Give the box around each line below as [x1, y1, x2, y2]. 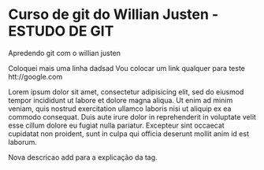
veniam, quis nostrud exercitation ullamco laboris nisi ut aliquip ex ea [8, 104, 232, 113]
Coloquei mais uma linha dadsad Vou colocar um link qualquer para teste [8, 63, 246, 72]
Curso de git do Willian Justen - [8, 6, 219, 24]
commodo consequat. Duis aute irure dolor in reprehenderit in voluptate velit [8, 112, 256, 121]
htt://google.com [8, 72, 63, 81]
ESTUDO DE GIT [8, 22, 114, 40]
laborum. [8, 137, 38, 146]
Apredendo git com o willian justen [8, 48, 121, 57]
